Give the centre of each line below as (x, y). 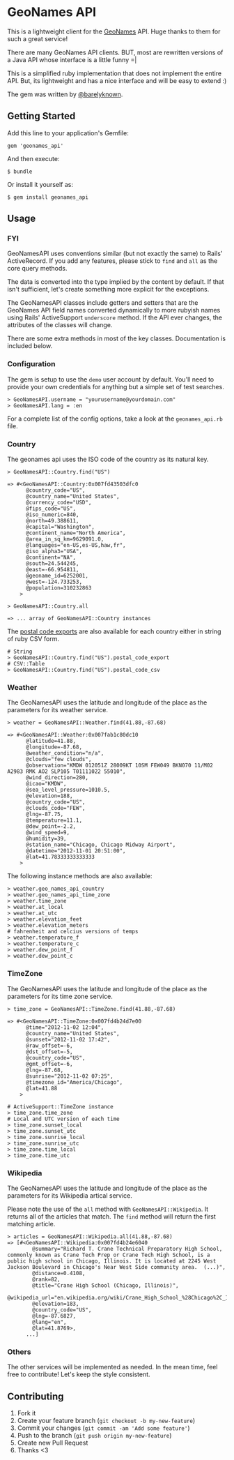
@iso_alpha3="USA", (54, 552)
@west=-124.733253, (54, 582)
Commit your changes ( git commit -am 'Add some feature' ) (103, 1428)
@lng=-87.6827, (54, 1316)
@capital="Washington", (60, 527)
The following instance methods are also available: (80, 876)
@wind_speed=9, (48, 833)
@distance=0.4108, (59, 1273)
